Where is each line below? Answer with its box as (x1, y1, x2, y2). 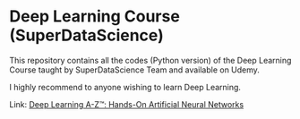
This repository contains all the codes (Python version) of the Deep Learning (9, 55, 292, 65)
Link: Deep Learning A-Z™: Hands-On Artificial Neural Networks (9, 98, 244, 109)
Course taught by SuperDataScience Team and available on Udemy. (9, 64, 260, 75)
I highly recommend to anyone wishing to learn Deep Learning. (9, 81, 242, 92)
